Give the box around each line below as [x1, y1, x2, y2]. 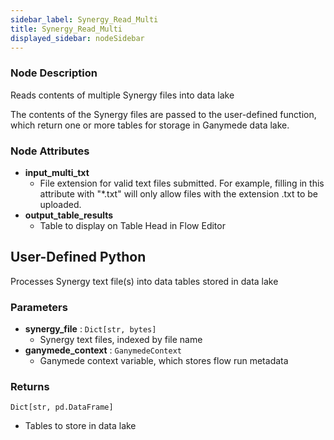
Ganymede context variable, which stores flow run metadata [39, 355, 289, 367]
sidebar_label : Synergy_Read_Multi [10, 14, 159, 25]
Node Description [10, 66, 98, 80]
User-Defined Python [10, 249, 147, 266]
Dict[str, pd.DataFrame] [10, 402, 114, 413]
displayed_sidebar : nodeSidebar [10, 33, 145, 43]
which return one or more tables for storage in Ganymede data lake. [10, 119, 290, 131]
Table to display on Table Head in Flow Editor [39, 219, 226, 231]
